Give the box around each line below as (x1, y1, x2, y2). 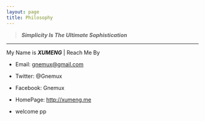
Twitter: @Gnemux (15, 72, 62, 80)
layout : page (6, 9, 40, 15)
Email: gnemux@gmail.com (15, 60, 84, 67)
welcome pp (15, 108, 47, 115)
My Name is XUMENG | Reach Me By (6, 49, 100, 56)
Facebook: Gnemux (15, 84, 65, 91)
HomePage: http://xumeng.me (15, 95, 92, 103)
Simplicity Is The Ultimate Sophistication (21, 31, 128, 38)
